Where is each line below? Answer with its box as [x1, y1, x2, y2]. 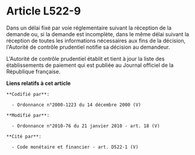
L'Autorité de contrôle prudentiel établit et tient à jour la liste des [6, 55, 165, 62]
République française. [6, 68, 61, 75]
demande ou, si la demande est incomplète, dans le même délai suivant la [6, 30, 190, 37]
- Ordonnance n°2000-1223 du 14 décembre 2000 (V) [11, 101, 141, 108]
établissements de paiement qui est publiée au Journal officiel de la [6, 62, 174, 69]
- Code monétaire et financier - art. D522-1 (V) [11, 144, 138, 150]
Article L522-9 [6, 4, 81, 18]
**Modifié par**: [6, 112, 50, 118]
